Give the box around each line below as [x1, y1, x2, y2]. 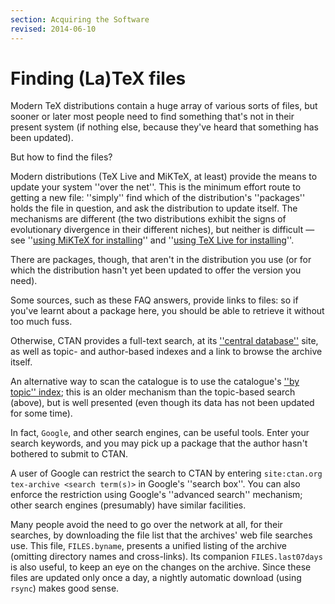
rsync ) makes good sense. [10, 582, 120, 595]
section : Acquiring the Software [10, 14, 150, 25]
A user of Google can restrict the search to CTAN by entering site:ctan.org [10, 467, 323, 480]
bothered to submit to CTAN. [10, 448, 128, 460]
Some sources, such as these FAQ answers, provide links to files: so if [10, 294, 299, 306]
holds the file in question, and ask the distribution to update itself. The [10, 202, 298, 215]
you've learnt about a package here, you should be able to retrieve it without [10, 305, 325, 317]
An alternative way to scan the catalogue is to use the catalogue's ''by [10, 376, 300, 388]
